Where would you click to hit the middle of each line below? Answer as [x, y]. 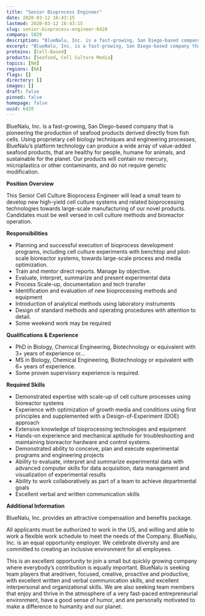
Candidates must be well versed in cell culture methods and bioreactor [95, 215]
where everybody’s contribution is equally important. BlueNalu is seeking [98, 567]
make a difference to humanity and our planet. [64, 606]
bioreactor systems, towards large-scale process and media [106, 258]
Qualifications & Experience [42, 335]
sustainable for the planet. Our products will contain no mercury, [87, 158]
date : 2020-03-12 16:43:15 [41, 18]
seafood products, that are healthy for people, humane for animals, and [96, 152]
